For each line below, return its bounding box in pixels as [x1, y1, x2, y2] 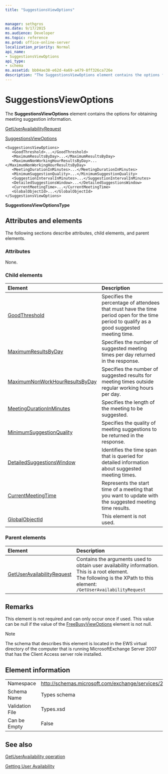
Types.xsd [40, 706, 65, 713]
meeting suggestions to [101, 426, 157, 433]
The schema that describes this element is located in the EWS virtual [5, 641, 147, 647]
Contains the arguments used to [76, 556, 151, 563]
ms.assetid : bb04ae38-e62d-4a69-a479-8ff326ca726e [5, 68, 113, 73]
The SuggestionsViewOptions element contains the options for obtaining [5, 111, 157, 117]
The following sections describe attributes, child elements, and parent [5, 230, 149, 236]
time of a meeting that [101, 486, 153, 493]
